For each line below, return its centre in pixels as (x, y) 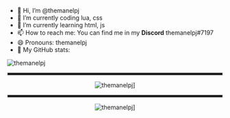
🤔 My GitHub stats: (43, 50)
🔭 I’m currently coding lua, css (60, 18)
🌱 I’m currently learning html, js (61, 25)
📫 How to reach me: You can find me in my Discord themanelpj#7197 (115, 33)
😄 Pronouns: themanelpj (52, 42)
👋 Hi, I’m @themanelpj (48, 11)
